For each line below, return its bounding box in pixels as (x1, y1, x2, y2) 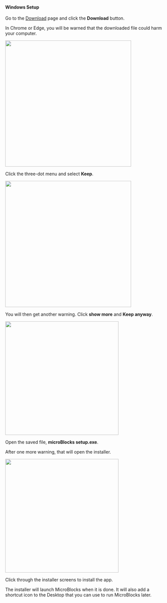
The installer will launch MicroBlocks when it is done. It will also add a (5, 586, 150, 593)
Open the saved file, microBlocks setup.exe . (5, 439, 99, 445)
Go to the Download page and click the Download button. (5, 15, 125, 21)
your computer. (5, 30, 37, 36)
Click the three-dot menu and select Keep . (5, 171, 94, 177)
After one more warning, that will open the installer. (5, 449, 112, 455)
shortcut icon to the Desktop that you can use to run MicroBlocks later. (5, 592, 152, 598)
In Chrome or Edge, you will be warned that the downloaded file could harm (5, 25, 162, 31)
